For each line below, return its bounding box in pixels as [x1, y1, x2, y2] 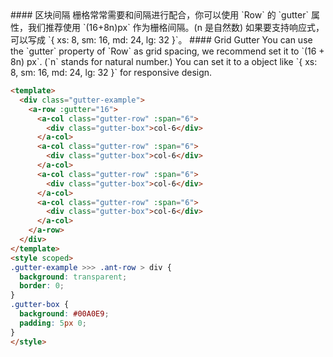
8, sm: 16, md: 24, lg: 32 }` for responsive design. [10, 67, 213, 78]
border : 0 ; [19, 281, 65, 291]
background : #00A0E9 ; [19, 309, 110, 319]
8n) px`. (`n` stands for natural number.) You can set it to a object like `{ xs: [10, 56, 318, 67]
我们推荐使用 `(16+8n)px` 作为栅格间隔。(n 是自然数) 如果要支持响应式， [27, 22, 325, 33]
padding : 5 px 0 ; [19, 318, 87, 328]
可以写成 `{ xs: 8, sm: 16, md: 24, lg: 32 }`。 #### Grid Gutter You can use [10, 34, 313, 46]
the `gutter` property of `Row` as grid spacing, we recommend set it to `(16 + [10, 45, 325, 57]
